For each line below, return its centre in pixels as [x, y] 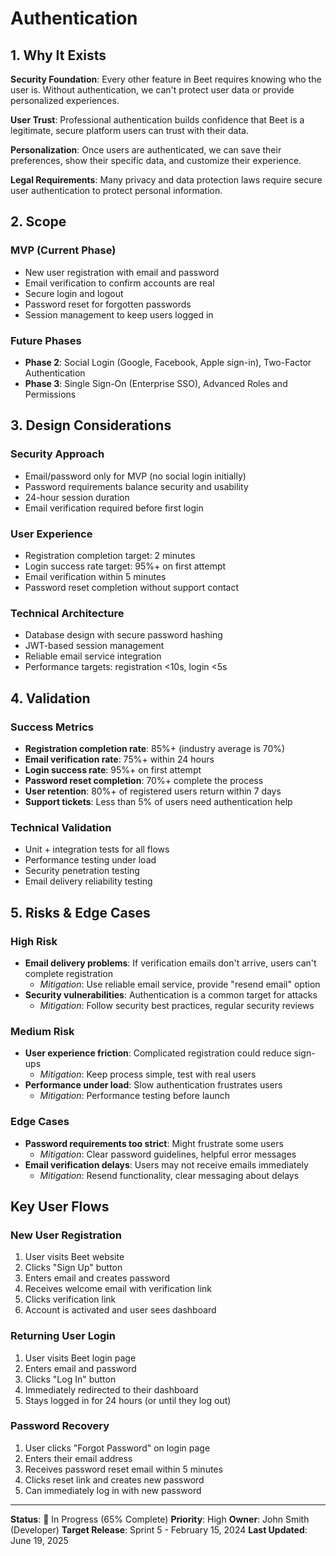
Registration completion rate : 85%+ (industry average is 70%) [155, 748]
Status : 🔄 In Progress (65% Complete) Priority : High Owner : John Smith [160, 1519]
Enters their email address [78, 1458]
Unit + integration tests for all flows [97, 849]
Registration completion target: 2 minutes [110, 555]
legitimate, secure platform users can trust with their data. [129, 130]
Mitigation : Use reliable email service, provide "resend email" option [180, 984]
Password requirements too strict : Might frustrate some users [154, 1143]
